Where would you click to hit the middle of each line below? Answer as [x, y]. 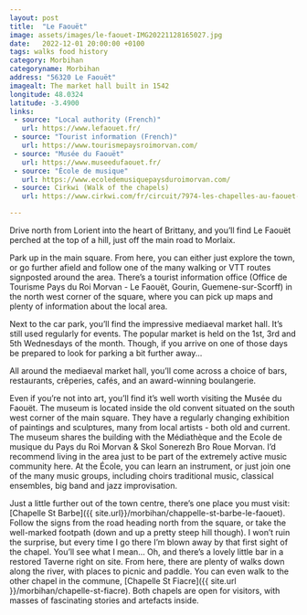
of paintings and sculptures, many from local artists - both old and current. [150, 427]
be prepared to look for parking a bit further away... [106, 353]
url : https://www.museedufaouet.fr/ [91, 162]
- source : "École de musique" [71, 171]
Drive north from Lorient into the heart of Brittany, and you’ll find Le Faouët [150, 230]
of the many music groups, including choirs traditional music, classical [142, 476]
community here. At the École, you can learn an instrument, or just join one [150, 466]
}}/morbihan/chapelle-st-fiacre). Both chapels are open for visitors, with [145, 591]
